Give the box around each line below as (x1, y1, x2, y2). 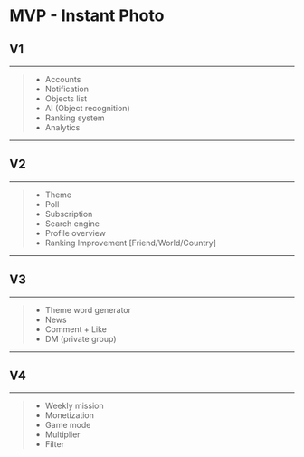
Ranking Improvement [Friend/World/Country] (44, 237, 217, 248)
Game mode (44, 420, 91, 431)
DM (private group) (44, 333, 117, 344)
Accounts (44, 74, 81, 84)
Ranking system (44, 112, 106, 123)
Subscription (44, 208, 93, 219)
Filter (44, 439, 65, 450)
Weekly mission (44, 400, 104, 412)
